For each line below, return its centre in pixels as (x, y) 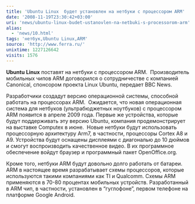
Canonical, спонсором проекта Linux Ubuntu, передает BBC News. (89, 84)
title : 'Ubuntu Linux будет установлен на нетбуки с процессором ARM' (95, 11)
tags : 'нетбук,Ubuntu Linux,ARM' (47, 39)
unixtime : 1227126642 (33, 50)
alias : (14, 28)
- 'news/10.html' (33, 34)
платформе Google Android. (41, 195)
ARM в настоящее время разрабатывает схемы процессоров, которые (95, 170)
